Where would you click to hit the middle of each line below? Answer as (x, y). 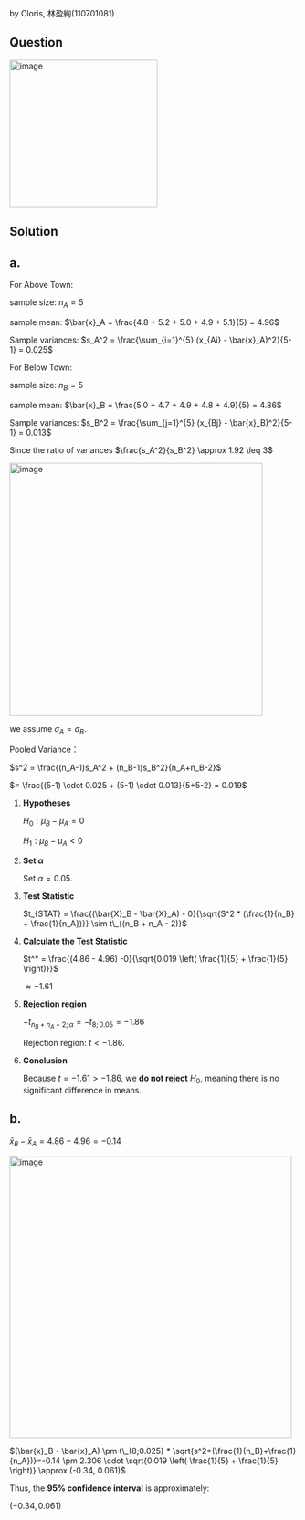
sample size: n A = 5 (47, 303)
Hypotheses (47, 803)
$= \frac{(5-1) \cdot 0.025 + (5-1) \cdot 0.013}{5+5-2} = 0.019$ (128, 786)
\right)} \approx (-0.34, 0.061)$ (68, 1470)
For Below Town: (41, 367)
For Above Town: (42, 285)
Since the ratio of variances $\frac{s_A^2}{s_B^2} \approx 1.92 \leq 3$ (142, 449)
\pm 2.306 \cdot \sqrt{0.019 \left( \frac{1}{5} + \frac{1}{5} (170, 1461)
